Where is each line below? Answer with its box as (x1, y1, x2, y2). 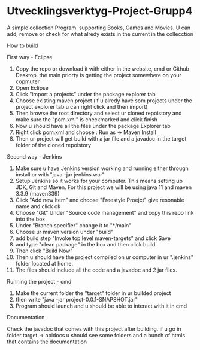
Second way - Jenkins (7, 153, 62, 160)
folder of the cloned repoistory (15, 141, 92, 148)
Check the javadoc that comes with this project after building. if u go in (7, 325, 181, 333)
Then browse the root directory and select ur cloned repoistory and (15, 109, 182, 117)
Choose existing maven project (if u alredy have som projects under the (15, 97, 192, 104)
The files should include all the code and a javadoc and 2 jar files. (15, 266, 177, 273)
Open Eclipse (15, 84, 49, 91)
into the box (15, 215, 46, 223)
